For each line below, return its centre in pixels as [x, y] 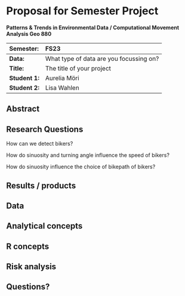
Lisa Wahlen [62, 88]
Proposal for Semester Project [82, 11]
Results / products [41, 185]
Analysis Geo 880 [29, 33]
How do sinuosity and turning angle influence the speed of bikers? [88, 155]
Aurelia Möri [62, 78]
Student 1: [24, 78]
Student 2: [24, 88]
